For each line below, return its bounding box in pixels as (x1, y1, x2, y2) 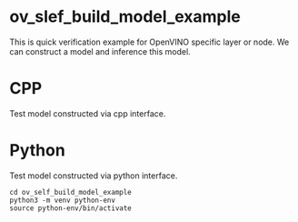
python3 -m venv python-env (9, 196, 116, 205)
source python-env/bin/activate (9, 203, 132, 213)
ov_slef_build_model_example (9, 6, 241, 27)
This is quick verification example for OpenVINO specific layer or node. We (9, 36, 290, 47)
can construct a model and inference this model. (9, 45, 191, 56)
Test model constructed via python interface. (9, 170, 178, 181)
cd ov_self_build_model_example (9, 187, 132, 197)
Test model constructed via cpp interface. (9, 107, 166, 119)
